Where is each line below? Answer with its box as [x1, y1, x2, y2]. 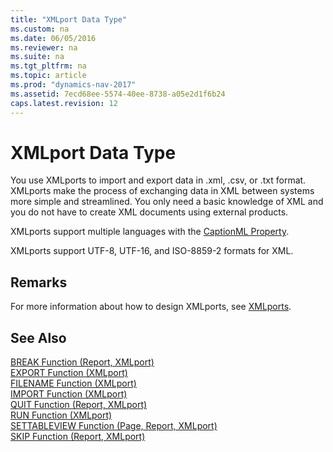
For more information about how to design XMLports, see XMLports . [10, 301, 292, 313]
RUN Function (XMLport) [10, 409, 113, 421]
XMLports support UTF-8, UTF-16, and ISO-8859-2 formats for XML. [10, 245, 294, 257]
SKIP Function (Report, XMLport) [10, 431, 146, 443]
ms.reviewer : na [10, 42, 78, 53]
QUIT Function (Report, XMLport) [10, 399, 148, 411]
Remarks [10, 274, 68, 291]
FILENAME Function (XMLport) [10, 377, 137, 390]
